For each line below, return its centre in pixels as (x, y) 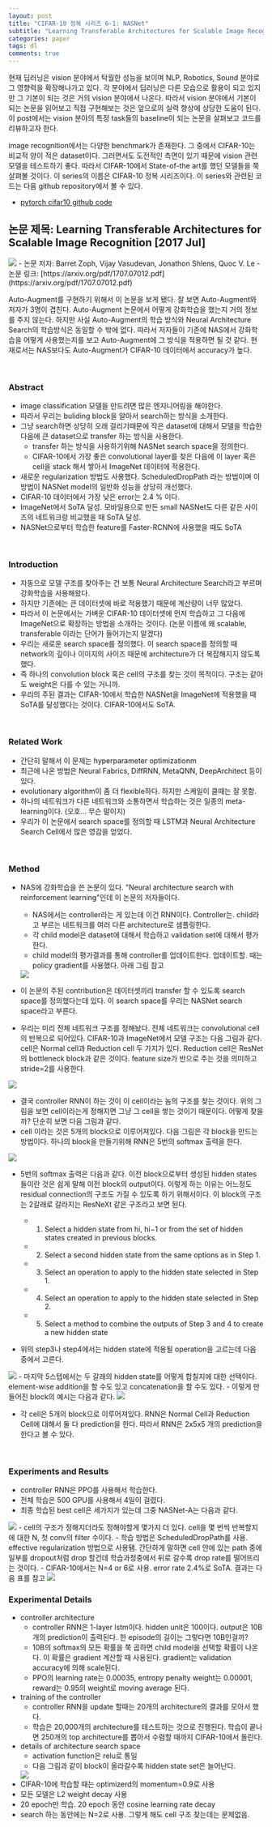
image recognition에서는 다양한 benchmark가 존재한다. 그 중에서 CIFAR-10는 (132, 145)
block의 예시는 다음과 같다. (72, 1397)
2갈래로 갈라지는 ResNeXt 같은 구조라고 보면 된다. (108, 1204)
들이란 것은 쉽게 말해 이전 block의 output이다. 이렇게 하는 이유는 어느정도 (136, 1184)
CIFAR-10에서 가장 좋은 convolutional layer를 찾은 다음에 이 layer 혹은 (144, 457)
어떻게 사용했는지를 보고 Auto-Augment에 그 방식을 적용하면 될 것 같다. (136, 339)
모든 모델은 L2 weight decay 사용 (74, 1794)
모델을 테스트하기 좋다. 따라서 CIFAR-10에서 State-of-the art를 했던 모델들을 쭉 (134, 166)
